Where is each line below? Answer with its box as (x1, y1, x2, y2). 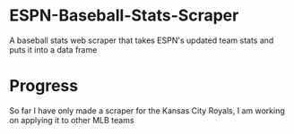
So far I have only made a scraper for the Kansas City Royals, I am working (9, 105, 285, 116)
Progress (9, 76, 79, 96)
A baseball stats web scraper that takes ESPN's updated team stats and (9, 35, 274, 46)
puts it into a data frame (9, 44, 98, 54)
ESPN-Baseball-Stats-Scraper (9, 5, 239, 26)
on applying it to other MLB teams (9, 114, 134, 125)
